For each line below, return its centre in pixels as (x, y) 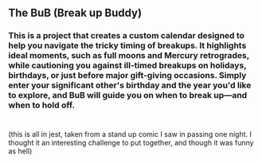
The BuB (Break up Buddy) (75, 13)
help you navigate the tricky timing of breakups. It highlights (127, 45)
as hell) (20, 151)
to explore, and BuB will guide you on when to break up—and (128, 95)
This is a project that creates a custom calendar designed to (127, 36)
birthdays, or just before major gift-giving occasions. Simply (127, 76)
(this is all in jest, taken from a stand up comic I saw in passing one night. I (130, 134)
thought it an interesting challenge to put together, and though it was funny (131, 142)
